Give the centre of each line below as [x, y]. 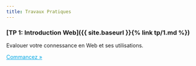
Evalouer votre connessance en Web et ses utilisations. [75, 45]
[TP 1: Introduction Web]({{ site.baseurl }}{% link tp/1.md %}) [98, 32]
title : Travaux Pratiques [39, 12]
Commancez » [24, 56]
